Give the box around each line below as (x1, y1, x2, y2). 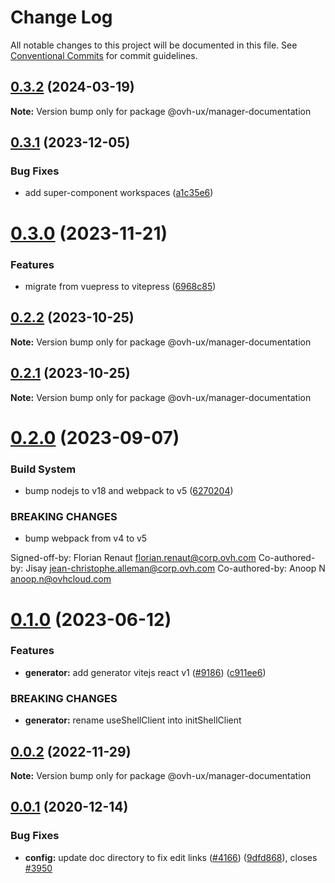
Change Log (10, 6, 113, 29)
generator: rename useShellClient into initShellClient (24, 714, 242, 726)
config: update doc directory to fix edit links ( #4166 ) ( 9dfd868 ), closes (24, 851, 318, 863)
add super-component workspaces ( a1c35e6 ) (24, 187, 214, 199)
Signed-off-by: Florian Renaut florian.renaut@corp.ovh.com (10, 552, 257, 564)
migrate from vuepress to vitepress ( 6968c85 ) (24, 280, 217, 292)
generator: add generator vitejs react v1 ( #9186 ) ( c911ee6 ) (24, 666, 267, 678)
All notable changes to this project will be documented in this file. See (10, 39, 298, 51)
